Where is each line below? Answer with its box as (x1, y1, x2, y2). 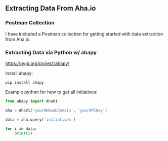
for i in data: (5, 126, 37, 131)
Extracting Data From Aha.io (5, 4, 96, 13)
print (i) (14, 131, 33, 136)
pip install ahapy (5, 80, 44, 85)
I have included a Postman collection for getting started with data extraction (5, 30, 163, 37)
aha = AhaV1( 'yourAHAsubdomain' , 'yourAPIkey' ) (5, 108, 108, 113)
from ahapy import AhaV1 (5, 98, 58, 103)
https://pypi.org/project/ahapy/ (5, 60, 70, 66)
